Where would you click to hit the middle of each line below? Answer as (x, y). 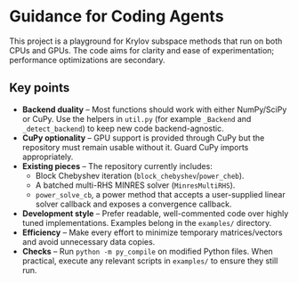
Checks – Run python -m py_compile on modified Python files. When (147, 251)
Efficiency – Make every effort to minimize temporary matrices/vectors (152, 232)
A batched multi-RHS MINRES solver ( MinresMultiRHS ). (135, 185)
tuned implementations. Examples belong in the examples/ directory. (147, 222)
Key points (40, 88)
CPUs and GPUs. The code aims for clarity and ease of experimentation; (142, 50)
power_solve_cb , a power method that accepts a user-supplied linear (161, 194)
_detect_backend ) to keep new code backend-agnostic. (123, 128)
